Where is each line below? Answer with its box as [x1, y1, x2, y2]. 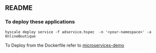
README [5, 4, 33, 12]
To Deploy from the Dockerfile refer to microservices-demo [5, 42, 124, 48]
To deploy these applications [5, 18, 75, 25]
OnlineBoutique [5, 34, 36, 38]
